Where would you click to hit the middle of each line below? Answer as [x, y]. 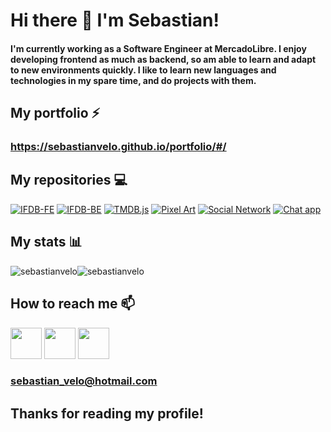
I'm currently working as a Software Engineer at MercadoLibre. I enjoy [158, 48]
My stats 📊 [46, 242]
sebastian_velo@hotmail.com [84, 381]
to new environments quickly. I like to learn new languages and [143, 70]
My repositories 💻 [69, 180]
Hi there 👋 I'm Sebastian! [115, 20]
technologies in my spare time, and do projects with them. [133, 80]
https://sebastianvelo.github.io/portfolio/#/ [118, 147]
